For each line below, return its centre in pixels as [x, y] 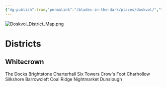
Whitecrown [25, 62]
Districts [23, 44]
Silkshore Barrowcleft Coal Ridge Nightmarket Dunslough [64, 79]
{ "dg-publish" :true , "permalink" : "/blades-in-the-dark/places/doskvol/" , [82, 10]
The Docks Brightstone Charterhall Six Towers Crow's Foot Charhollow [78, 74]
